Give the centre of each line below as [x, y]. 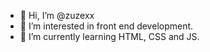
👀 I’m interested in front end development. [106, 26]
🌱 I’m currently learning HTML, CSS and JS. [109, 36]
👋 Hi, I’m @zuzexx [57, 15]
